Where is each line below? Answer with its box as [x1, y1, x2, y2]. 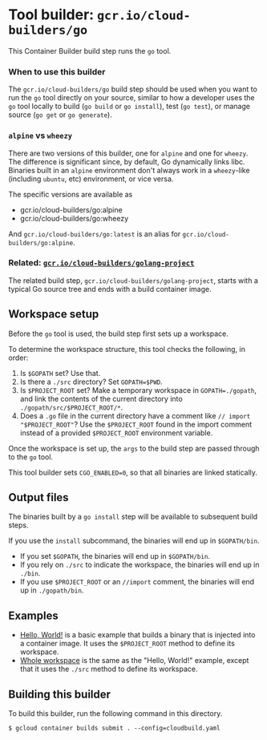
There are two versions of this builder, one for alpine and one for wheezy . [8, 148, 249, 158]
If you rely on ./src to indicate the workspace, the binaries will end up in [19, 560, 260, 570]
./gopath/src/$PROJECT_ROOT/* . [19, 402, 123, 412]
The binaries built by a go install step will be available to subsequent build [8, 512, 258, 522]
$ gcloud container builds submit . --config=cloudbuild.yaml [8, 724, 220, 733]
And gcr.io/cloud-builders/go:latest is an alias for [8, 228, 181, 238]
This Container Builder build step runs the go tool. [8, 46, 172, 55]
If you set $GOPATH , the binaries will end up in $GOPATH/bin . [19, 552, 211, 561]
